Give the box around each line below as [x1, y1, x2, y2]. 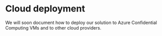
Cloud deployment [5, 3, 86, 14]
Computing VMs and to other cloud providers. [5, 24, 102, 30]
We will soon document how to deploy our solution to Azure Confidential [5, 19, 157, 25]
